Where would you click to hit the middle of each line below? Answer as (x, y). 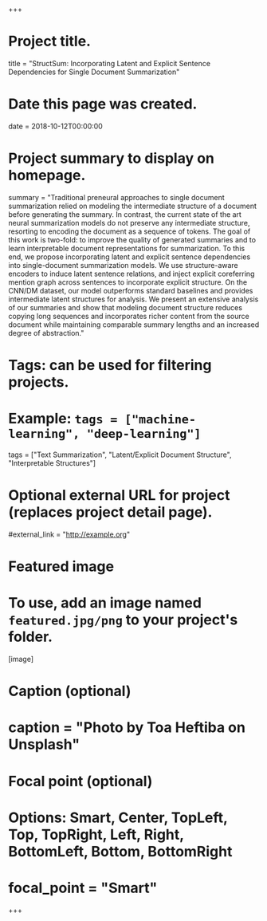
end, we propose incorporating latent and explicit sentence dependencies (130, 257)
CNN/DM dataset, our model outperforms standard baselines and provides (131, 290)
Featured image (61, 567)
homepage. (47, 175)
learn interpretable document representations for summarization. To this (127, 248)
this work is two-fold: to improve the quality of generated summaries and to (132, 239)
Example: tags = (63, 419)
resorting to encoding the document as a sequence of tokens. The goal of (130, 231)
